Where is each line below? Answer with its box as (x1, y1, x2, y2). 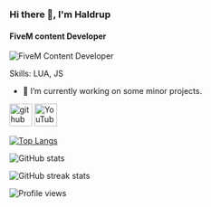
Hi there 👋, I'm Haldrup (9, 8, 111, 21)
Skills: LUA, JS (9, 68, 63, 80)
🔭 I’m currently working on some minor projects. (22, 86, 202, 97)
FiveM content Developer (9, 31, 107, 42)
